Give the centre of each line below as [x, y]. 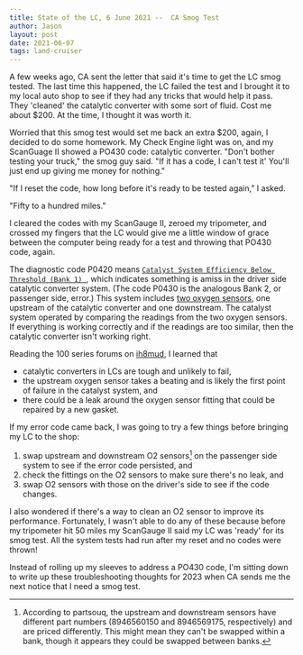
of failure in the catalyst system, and [90, 391]
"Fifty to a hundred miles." [58, 206]
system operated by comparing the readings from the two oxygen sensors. [148, 317]
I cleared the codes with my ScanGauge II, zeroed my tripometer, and [138, 223]
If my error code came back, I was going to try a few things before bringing [149, 427]
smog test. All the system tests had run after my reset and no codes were [145, 540]
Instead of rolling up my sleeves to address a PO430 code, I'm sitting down [149, 567]
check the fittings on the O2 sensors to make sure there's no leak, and [153, 475]
